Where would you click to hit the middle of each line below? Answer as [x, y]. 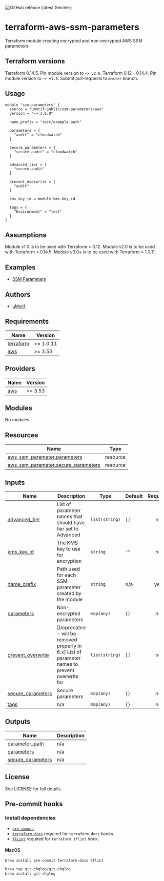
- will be [67, 634]
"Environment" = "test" [38, 212]
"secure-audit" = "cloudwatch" [46, 152]
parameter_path [26, 743]
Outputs [18, 722]
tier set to [68, 529]
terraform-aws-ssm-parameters [72, 27]
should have [71, 523]
